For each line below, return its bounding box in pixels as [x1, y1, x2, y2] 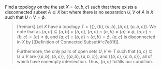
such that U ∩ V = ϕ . [5, 14, 46, 20]
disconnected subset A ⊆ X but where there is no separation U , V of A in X [5, 9, 154, 15]
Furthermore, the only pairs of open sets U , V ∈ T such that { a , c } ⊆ [16, 48, 152, 54]
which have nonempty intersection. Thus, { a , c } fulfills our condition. [16, 59, 153, 64]
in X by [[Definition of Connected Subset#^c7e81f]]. [16, 39, 120, 45]
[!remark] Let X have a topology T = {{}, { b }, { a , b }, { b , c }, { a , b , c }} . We [16, 24, 156, 29]
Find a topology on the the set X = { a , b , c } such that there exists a [5, 4, 137, 10]
